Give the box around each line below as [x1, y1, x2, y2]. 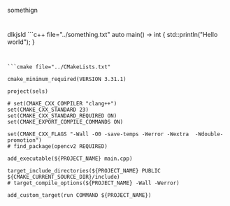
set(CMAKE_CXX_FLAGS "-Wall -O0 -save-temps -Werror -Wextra [7, 131, 189, 138]
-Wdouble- [194, 131, 224, 138]
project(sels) [7, 88, 49, 95]
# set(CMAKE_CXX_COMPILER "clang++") [7, 101, 117, 108]
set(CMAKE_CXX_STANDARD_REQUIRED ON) [7, 112, 117, 119]
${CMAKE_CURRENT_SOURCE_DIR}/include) [7, 174, 120, 181]
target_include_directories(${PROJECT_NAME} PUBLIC [7, 168, 161, 175]
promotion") [7, 137, 42, 144]
